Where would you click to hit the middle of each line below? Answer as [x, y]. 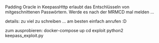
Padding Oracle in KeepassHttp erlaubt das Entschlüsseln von [67, 7]
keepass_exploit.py [24, 36]
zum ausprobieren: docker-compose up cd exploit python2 [64, 30]
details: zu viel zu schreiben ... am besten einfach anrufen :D [66, 21]
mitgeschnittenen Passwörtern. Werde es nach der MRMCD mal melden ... [80, 12]
